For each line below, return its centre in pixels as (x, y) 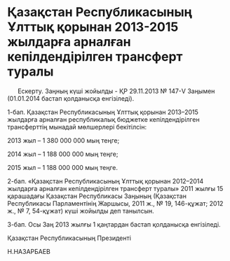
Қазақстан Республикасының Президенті (69, 238)
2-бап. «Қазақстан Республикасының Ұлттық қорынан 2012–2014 (106, 181)
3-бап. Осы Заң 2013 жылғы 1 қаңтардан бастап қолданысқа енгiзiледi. (114, 224)
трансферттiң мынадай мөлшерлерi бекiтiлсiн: (77, 127)
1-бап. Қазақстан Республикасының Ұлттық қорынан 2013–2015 (103, 112)
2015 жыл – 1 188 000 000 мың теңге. (62, 167)
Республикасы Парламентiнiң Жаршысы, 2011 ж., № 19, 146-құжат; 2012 (115, 203)
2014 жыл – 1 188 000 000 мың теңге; (63, 154)
